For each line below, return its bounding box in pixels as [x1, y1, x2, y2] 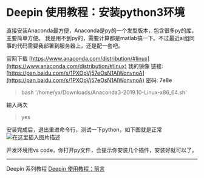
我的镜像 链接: [127, 62, 163, 70]
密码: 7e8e [145, 77, 172, 84]
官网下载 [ [6, 55, 32, 62]
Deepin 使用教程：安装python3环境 [6, 5, 185, 19]
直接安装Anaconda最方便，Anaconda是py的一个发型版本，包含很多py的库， [6, 27, 197, 34]
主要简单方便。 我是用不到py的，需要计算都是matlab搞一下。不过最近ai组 [6, 34, 189, 41]
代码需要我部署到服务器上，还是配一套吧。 [16, 42, 123, 49]
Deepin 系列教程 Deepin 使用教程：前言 [6, 165, 105, 172]
